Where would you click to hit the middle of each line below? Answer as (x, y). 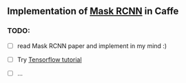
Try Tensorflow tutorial (49, 59)
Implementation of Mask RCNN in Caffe (93, 11)
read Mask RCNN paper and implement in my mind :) (92, 46)
